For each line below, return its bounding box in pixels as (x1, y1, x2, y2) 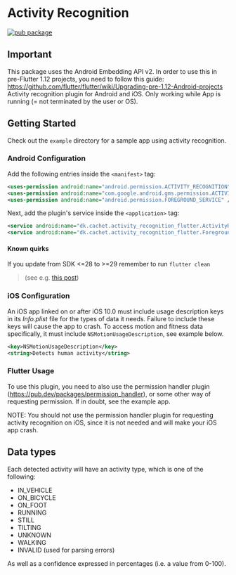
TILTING (17, 523, 41, 531)
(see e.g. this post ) (24, 273, 79, 282)
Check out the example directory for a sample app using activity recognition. (7, 136, 227, 145)
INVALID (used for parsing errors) (17, 545, 115, 554)
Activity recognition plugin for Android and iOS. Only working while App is (7, 89, 221, 98)
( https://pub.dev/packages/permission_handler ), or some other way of (7, 389, 211, 398)
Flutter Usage (7, 366, 55, 376)
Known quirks (7, 244, 49, 252)
